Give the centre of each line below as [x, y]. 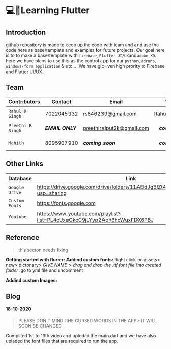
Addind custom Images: [31, 281]
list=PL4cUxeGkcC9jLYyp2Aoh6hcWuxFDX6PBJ [95, 220]
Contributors [24, 101]
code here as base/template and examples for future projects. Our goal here [85, 50]
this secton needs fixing [43, 250]
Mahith [16, 143]
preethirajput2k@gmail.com [116, 128]
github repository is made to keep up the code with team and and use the [82, 45]
